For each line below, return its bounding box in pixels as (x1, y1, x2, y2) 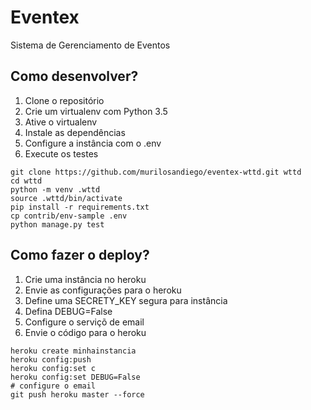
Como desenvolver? (10, 68, 139, 85)
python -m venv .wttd (10, 184, 101, 195)
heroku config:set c (10, 363, 97, 373)
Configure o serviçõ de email (24, 316, 145, 328)
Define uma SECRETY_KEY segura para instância (24, 294, 228, 306)
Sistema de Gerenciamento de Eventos (10, 39, 171, 51)
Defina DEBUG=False (24, 305, 113, 317)
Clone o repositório (24, 94, 105, 106)
